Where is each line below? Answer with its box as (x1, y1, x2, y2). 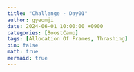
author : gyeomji (7, 16, 54, 23)
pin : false (7, 42, 39, 49)
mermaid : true (7, 55, 48, 62)
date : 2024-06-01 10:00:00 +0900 (7, 23, 104, 29)
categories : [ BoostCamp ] (7, 29, 79, 36)
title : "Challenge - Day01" (7, 10, 88, 17)
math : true (7, 49, 39, 56)
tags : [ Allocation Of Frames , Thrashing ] (7, 36, 128, 43)
